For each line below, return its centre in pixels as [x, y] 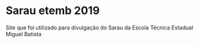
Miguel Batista [24, 34]
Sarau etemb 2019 [53, 11]
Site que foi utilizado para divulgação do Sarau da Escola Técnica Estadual [99, 28]
